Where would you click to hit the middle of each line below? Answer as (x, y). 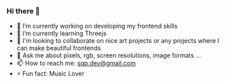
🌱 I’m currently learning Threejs (61, 33)
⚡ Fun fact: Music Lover (50, 74)
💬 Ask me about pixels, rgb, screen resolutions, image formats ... (109, 55)
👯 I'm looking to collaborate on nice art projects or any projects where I (118, 41)
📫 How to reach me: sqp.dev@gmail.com (76, 63)
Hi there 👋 (24, 11)
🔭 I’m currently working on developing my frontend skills (97, 26)
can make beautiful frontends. (60, 48)
